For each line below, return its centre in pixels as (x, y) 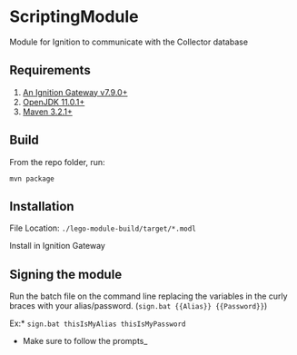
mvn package (32, 179)
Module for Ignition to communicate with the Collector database (129, 42)
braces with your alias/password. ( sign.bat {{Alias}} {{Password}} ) (139, 306)
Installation (42, 206)
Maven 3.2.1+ (47, 112)
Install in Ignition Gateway (58, 246)
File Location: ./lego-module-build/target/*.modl (103, 228)
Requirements (50, 70)
